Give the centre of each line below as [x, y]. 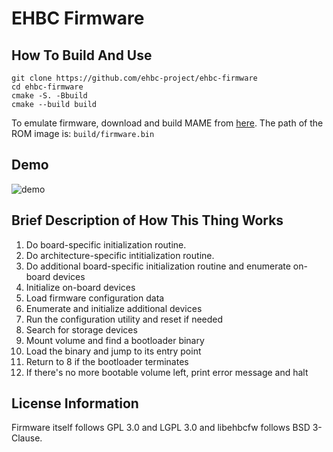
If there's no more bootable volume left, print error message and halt [167, 372]
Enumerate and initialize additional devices [114, 308]
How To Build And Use [82, 55]
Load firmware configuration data [95, 298]
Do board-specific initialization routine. [106, 244]
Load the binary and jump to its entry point [113, 351]
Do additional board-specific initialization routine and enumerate [158, 266]
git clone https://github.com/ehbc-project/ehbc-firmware [134, 78]
